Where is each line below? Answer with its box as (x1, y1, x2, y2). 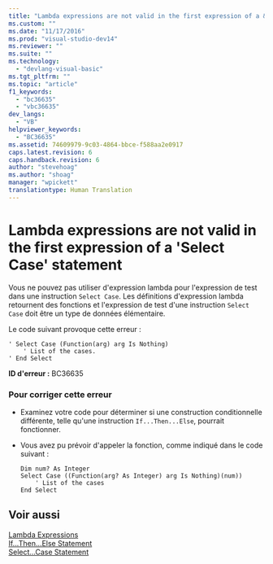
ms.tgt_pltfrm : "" (8, 72, 71, 81)
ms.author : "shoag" (8, 171, 75, 179)
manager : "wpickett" (8, 178, 79, 187)
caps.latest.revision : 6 (8, 148, 93, 156)
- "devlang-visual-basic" (15, 65, 104, 73)
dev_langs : (8, 111, 45, 119)
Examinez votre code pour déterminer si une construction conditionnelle (19, 407, 262, 417)
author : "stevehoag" (8, 164, 79, 172)
